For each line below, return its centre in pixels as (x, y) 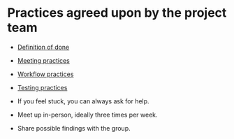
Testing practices (42, 87)
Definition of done (43, 47)
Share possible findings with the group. (74, 128)
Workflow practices (45, 74)
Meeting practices (43, 60)
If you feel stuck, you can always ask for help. (83, 101)
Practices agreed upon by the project (117, 13)
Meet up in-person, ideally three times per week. (88, 115)
